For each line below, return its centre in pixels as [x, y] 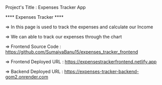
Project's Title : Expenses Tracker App [45, 7]
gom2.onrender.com [27, 77]
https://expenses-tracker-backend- [101, 71]
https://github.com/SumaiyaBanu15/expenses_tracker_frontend [72, 52]
